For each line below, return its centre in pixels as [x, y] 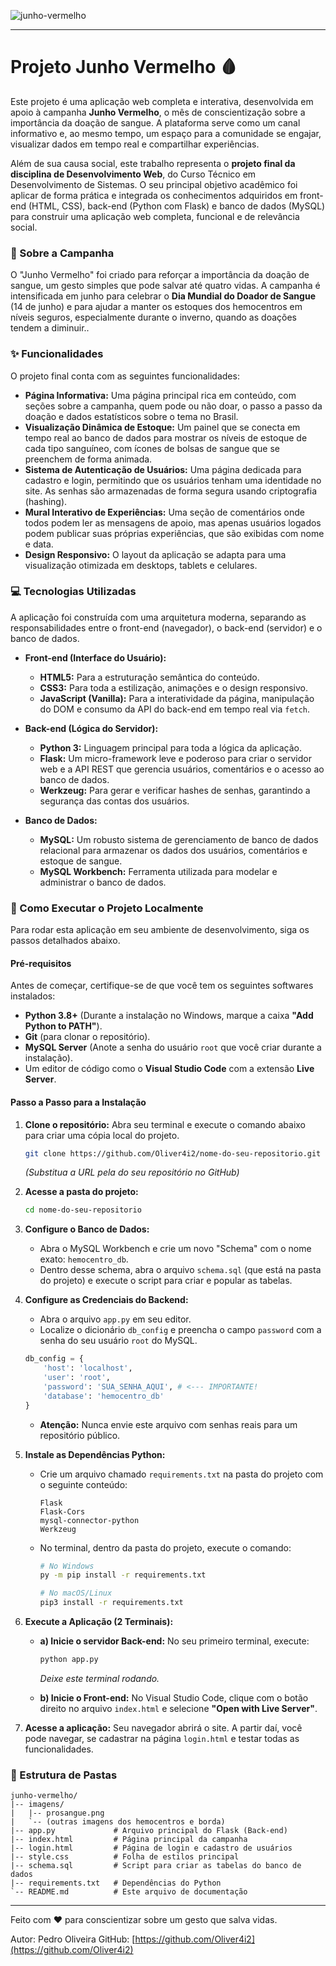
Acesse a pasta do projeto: [81, 1192]
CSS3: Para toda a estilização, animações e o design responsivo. [173, 687]
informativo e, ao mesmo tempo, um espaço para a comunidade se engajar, [166, 133]
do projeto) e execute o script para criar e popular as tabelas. [166, 1281]
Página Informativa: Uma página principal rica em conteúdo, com [160, 395]
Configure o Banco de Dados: [87, 1229]
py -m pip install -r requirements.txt [123, 1575]
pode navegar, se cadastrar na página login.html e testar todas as [162, 1738]
